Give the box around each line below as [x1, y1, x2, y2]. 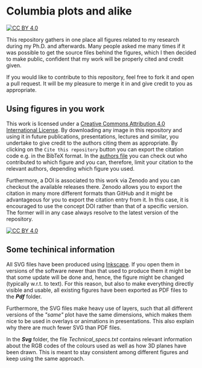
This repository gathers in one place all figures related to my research [6, 36, 180, 43]
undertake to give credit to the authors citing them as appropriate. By [6, 139, 178, 146]
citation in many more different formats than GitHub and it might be [6, 189, 173, 197]
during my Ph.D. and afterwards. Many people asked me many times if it [6, 42, 185, 50]
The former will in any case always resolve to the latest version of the [6, 209, 179, 216]
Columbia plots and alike [6, 4, 133, 18]
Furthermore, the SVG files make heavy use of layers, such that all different [6, 304, 193, 312]
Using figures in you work [6, 104, 105, 114]
